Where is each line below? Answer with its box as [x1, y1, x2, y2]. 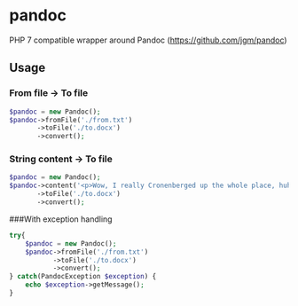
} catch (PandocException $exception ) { [9, 272, 157, 281]
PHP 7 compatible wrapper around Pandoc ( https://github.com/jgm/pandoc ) [9, 35, 287, 45]
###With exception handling [9, 214, 113, 224]
